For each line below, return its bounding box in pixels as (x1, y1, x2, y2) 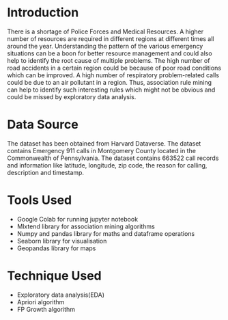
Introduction (7, 5, 79, 21)
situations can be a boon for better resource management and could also (7, 49, 213, 57)
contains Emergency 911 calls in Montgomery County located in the (7, 146, 197, 155)
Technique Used (7, 268, 102, 283)
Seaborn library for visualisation (16, 237, 107, 245)
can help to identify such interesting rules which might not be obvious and (7, 85, 216, 94)
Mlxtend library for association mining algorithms (16, 222, 155, 230)
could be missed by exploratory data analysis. (7, 92, 137, 101)
